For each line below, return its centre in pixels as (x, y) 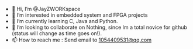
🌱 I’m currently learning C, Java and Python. (65, 21)
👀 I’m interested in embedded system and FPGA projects (80, 15)
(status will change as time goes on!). (57, 33)
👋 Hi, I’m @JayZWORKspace (46, 9)
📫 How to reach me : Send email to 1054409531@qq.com (82, 40)
